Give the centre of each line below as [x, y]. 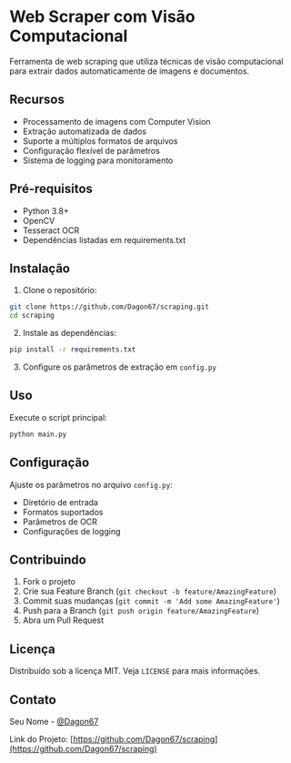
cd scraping [32, 316]
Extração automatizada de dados [85, 131]
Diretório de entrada [60, 502]
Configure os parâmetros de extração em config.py [119, 367]
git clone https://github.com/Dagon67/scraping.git [109, 307]
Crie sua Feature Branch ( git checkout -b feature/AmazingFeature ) [150, 591]
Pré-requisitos [51, 189]
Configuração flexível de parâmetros [91, 150]
